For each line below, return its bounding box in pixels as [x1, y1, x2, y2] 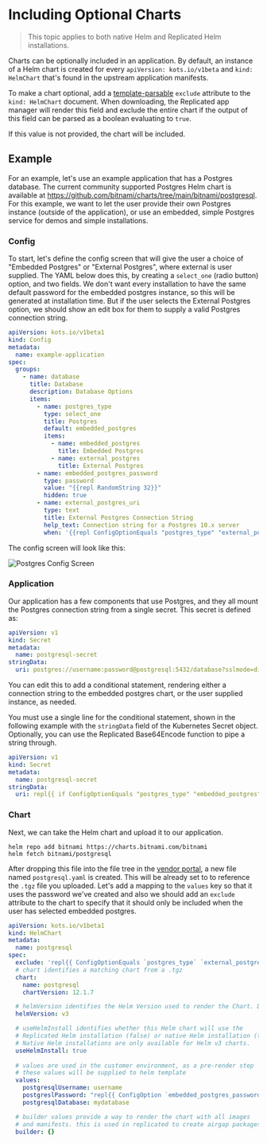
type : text [43, 506, 80, 515]
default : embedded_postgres [43, 425, 137, 433]
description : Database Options [29, 388, 133, 396]
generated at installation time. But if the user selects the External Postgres [8, 297, 251, 306]
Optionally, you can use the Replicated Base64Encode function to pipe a [8, 729, 246, 739]
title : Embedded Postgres [58, 447, 145, 455]
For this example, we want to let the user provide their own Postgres [8, 198, 232, 208]
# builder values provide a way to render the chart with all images [15, 1113, 250, 1121]
